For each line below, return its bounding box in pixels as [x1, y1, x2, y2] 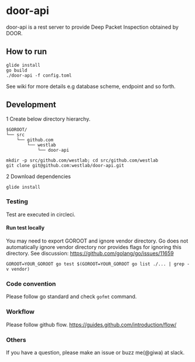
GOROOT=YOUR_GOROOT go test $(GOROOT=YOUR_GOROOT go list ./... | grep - [6, 261, 190, 267]
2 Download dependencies [6, 173, 71, 180]
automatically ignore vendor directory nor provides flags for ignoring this [6, 244, 182, 251]
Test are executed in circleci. [6, 211, 76, 218]
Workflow [6, 308, 35, 316]
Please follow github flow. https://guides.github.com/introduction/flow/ [6, 321, 177, 328]
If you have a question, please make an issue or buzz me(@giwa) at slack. [6, 349, 185, 356]
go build [6, 67, 28, 73]
